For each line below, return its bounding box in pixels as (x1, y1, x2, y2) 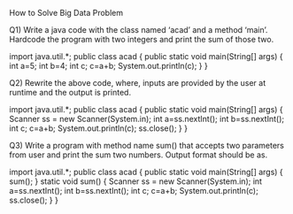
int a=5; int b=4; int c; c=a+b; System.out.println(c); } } (9, 61, 208, 71)
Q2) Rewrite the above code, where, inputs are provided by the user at (9, 78, 266, 88)
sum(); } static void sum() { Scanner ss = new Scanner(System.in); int (9, 176, 263, 187)
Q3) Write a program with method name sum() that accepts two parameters (9, 141, 285, 150)
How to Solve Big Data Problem (9, 8, 124, 18)
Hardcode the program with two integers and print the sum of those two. (9, 34, 274, 44)
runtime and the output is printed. (9, 88, 131, 97)
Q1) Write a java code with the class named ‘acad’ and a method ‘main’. (9, 25, 268, 34)
